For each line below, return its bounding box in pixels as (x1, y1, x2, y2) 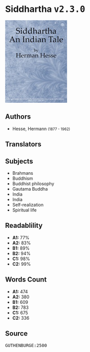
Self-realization (12, 202, 44, 208)
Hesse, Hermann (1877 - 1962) (12, 126, 71, 132)
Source (5, 329, 28, 338)
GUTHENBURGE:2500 (5, 343, 47, 349)
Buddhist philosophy (12, 180, 54, 187)
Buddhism (12, 175, 33, 181)
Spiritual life (12, 207, 37, 213)
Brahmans (12, 170, 34, 176)
